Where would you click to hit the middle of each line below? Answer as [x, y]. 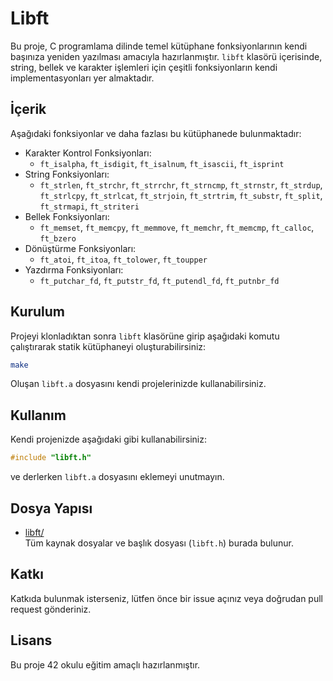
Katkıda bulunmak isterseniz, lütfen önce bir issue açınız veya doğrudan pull [166, 598]
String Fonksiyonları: [67, 174]
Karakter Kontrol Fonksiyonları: [88, 153]
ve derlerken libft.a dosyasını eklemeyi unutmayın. [117, 477]
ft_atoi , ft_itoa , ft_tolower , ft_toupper [123, 259]
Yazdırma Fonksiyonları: [74, 269]
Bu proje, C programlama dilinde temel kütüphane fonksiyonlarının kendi [159, 46]
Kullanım [38, 415]
